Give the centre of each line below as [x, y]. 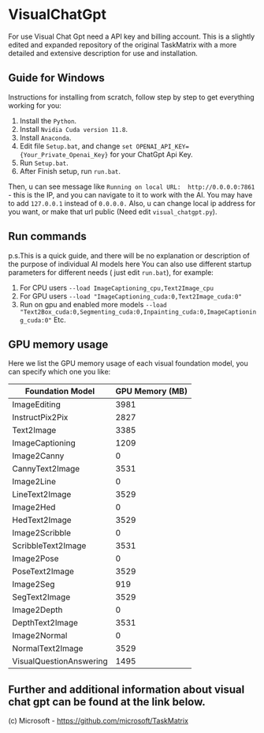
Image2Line [34, 482]
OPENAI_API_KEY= [162, 147]
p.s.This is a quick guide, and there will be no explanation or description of [129, 255]
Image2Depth [37, 610]
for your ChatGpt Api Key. [151, 154]
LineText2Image [42, 494]
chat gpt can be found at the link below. [107, 702]
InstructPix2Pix [40, 418]
